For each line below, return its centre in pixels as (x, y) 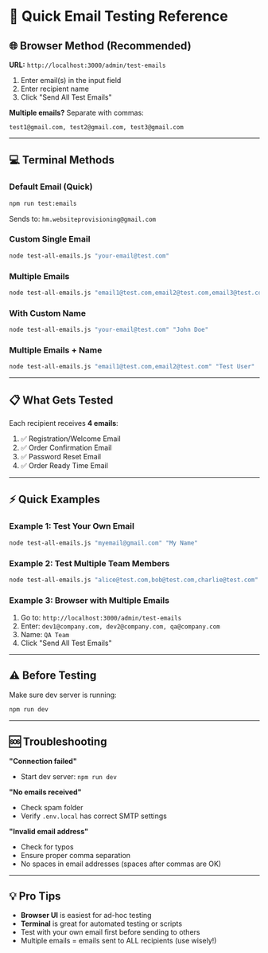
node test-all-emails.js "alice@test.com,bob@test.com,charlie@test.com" (134, 580)
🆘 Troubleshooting (58, 742)
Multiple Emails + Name (56, 350)
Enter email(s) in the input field (71, 80)
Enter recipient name (55, 89)
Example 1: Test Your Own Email (72, 526)
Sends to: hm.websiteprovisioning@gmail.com (83, 219)
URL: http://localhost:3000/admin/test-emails (87, 65)
